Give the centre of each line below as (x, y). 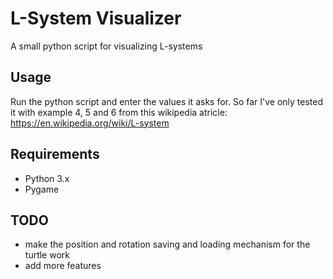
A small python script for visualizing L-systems (106, 46)
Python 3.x (47, 178)
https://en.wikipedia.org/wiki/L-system (90, 123)
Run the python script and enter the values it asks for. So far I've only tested (167, 101)
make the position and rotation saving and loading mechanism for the (167, 244)
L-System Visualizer (96, 18)
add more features (63, 266)
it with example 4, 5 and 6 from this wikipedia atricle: (119, 112)
